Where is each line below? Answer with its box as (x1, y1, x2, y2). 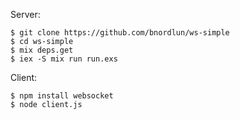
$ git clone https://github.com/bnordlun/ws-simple (10, 28, 230, 38)
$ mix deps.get (10, 45, 74, 55)
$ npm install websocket (10, 91, 114, 101)
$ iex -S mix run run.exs (10, 54, 118, 64)
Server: (10, 9, 41, 20)
